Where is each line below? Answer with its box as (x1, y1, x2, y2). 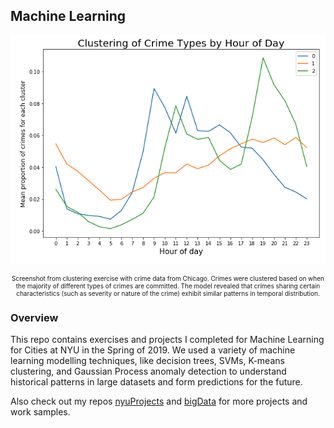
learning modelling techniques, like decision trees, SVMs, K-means (10, 355, 285, 367)
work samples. (10, 406, 71, 418)
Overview (10, 311, 59, 325)
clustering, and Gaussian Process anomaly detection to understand (10, 365, 287, 378)
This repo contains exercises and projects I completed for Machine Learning (10, 334, 325, 346)
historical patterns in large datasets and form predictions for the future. (10, 376, 303, 388)
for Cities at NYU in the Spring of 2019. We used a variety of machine (10, 344, 296, 356)
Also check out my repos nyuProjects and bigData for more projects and (10, 395, 308, 408)
